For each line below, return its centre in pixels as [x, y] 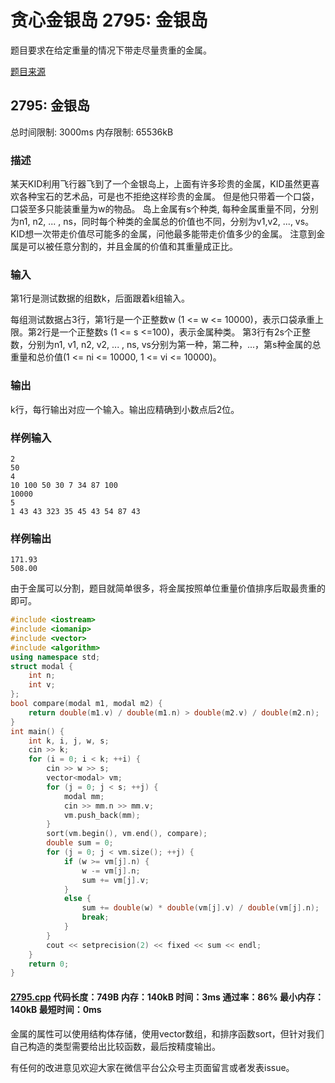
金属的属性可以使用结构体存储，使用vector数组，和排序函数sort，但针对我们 [167, 1033]
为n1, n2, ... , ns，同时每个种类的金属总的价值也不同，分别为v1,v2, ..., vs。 [162, 222]
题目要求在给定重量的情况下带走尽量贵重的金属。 [111, 50]
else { [77, 899]
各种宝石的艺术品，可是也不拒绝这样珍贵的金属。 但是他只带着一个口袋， [169, 197]
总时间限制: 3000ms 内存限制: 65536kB [92, 132]
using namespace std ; [55, 657]
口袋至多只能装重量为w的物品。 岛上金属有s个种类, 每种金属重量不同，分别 [164, 209]
